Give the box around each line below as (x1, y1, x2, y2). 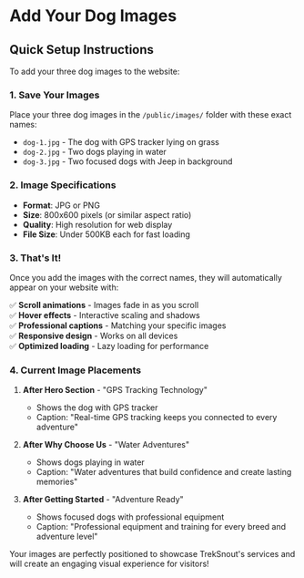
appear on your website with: (9, 282, 119, 293)
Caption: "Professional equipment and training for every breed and (35, 521, 287, 532)
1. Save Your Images (9, 88, 100, 101)
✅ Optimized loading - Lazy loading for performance (9, 340, 209, 351)
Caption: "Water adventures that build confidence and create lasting (35, 467, 292, 478)
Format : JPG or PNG (22, 200, 100, 211)
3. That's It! (9, 252, 62, 264)
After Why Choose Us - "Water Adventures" (22, 439, 189, 450)
